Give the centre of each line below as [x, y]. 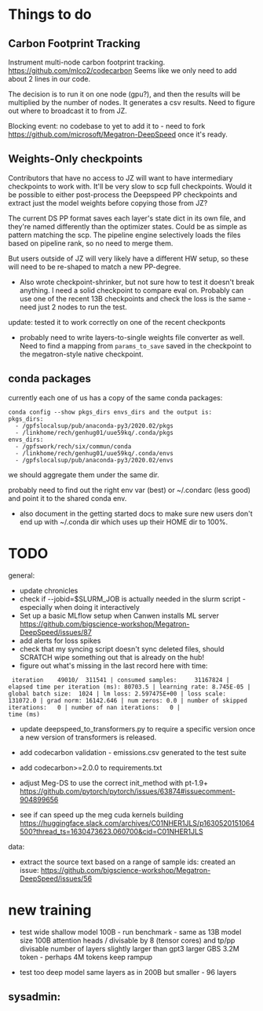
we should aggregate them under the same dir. [84, 474]
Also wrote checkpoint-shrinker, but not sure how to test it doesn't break [137, 282]
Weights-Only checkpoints [75, 159]
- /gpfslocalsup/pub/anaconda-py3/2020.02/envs [95, 460]
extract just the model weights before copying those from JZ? [108, 203]
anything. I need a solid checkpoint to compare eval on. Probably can [131, 290]
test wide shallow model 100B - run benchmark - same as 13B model [130, 932]
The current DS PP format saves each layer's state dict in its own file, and [127, 218]
